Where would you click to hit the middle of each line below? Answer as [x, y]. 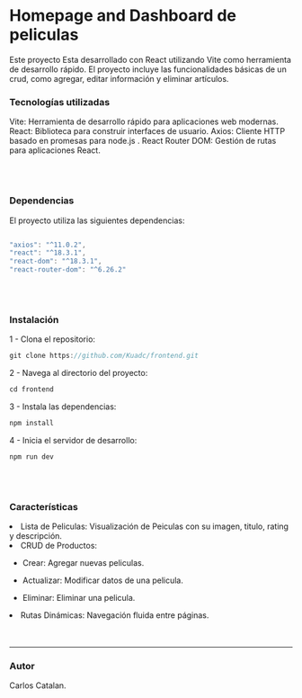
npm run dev [31, 456]
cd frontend [31, 389]
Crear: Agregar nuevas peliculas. [83, 563]
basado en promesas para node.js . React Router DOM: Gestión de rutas [143, 141]
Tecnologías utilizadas [60, 102]
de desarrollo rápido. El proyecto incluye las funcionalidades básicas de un [148, 69]
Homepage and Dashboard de [123, 16]
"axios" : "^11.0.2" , [48, 245]
